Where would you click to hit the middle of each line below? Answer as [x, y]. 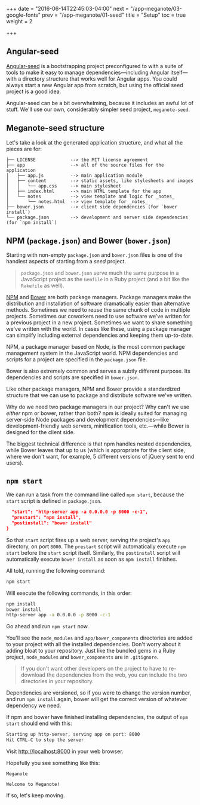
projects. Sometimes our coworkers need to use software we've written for [98, 317]
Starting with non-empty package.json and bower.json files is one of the [94, 255]
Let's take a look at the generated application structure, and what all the [95, 142]
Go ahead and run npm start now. [48, 626]
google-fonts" [23, 15]
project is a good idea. [34, 91]
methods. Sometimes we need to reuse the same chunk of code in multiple [98, 310]
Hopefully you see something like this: [53, 763]
